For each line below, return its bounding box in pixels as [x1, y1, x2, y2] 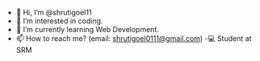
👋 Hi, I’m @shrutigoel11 [15, 8, 92, 17]
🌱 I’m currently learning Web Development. [15, 25, 159, 34]
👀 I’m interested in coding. [15, 16, 103, 26]
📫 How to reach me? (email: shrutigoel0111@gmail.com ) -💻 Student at [15, 34, 252, 43]
